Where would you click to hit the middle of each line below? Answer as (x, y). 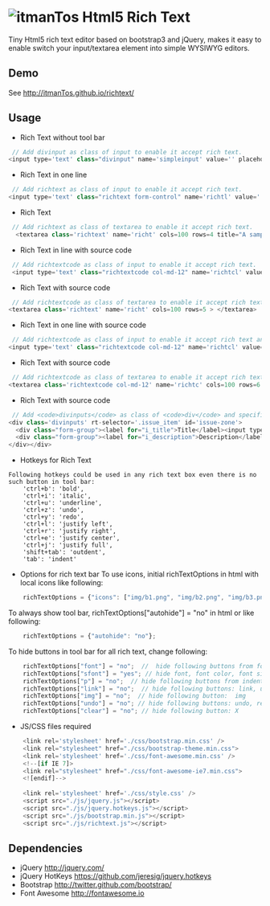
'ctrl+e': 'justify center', (72, 539)
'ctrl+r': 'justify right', (70, 531)
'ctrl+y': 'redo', (53, 517)
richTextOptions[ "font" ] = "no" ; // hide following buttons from (138, 666)
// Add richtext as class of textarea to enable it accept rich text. (132, 228)
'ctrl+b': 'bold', (53, 489)
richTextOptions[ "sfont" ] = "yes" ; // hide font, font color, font (138, 674)
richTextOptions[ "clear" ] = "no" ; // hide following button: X (131, 711)
